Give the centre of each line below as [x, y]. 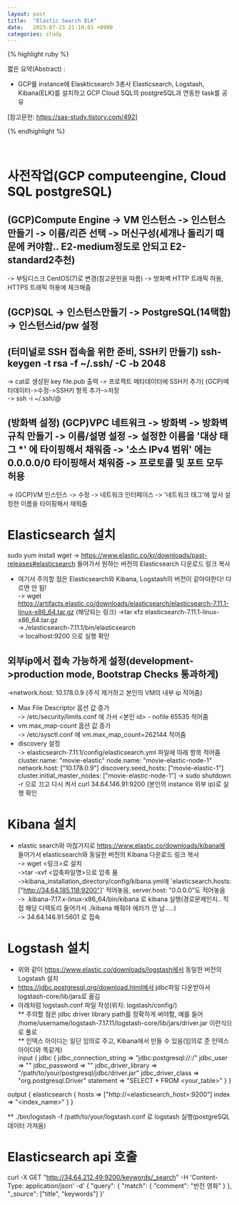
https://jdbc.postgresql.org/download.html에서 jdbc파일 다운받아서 [114, 987]
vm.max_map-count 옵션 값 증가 [64, 726]
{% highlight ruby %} [38, 54]
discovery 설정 [39, 743]
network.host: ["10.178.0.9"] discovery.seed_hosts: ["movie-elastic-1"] [121, 768]
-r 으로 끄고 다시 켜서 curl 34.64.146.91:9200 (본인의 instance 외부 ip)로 [119, 784]
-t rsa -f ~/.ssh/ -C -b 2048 [104, 363]
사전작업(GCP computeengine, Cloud [117, 176]
